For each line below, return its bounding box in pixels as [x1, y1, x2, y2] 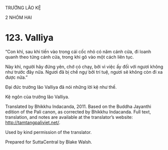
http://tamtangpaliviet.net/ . [5, 119, 61, 125]
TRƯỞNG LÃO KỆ [5, 5, 41, 11]
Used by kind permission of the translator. [5, 129, 92, 135]
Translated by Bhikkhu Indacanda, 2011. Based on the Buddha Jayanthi [5, 103, 151, 109]
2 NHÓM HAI [5, 15, 32, 20]
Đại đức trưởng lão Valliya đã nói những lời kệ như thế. [5, 84, 117, 90]
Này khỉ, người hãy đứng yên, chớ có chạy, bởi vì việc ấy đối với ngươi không [5, 63, 163, 70]
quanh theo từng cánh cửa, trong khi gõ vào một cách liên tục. [5, 54, 134, 60]
